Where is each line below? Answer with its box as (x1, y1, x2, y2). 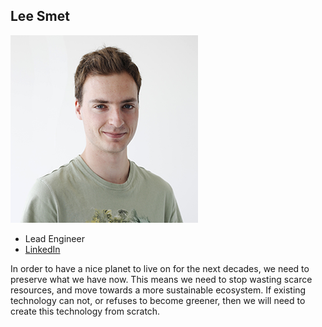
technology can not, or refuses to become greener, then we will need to (10, 294, 306, 306)
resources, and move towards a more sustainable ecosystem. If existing (10, 284, 307, 296)
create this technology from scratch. (10, 305, 161, 317)
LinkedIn (24, 243, 61, 255)
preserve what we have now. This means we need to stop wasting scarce (10, 273, 313, 285)
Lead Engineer (24, 232, 85, 244)
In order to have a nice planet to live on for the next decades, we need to (10, 262, 310, 274)
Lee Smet (10, 8, 70, 25)
